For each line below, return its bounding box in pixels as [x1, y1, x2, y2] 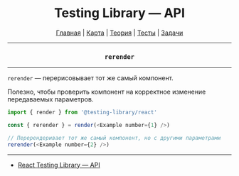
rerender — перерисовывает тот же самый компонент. [7, 74, 174, 82]
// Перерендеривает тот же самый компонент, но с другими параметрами [7, 134, 221, 141]
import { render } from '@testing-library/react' [7, 109, 158, 116]
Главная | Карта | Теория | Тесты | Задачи [55, 28, 184, 37]
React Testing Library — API [17, 160, 101, 169]
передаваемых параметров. [7, 95, 94, 104]
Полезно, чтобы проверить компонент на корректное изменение [7, 87, 206, 97]
